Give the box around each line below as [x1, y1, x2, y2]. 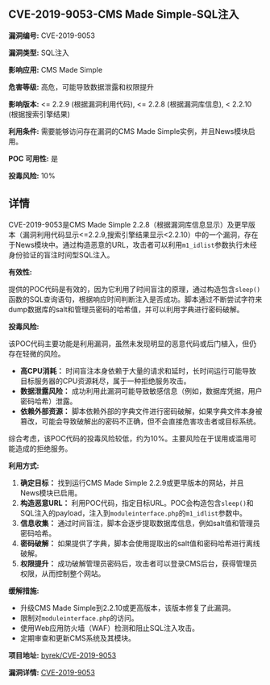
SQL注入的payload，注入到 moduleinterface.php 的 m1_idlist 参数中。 [19, 507, 247, 518]
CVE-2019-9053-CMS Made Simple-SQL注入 [8, 7, 239, 22]
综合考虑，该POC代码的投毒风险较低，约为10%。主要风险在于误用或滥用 [8, 433, 250, 443]
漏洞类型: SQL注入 [8, 48, 70, 57]
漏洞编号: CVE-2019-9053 [8, 31, 95, 40]
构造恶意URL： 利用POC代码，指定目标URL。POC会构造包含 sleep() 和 [19, 498, 254, 507]
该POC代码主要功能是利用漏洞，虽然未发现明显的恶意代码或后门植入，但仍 [8, 338, 256, 349]
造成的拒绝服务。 [15, 443, 73, 453]
